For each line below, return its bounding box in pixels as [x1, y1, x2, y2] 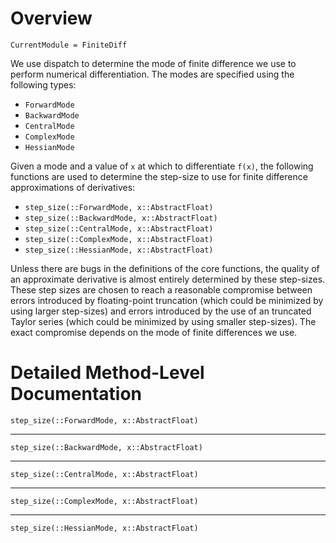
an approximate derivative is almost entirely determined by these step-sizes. [10, 273, 326, 285]
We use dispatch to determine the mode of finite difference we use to [10, 57, 297, 69]
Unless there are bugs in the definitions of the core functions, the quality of [10, 262, 320, 274]
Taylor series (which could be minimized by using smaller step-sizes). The [10, 315, 317, 327]
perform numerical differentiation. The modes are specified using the [10, 68, 295, 80]
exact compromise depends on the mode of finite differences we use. [10, 326, 298, 338]
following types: [10, 78, 77, 91]
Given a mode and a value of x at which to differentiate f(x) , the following [10, 160, 314, 172]
